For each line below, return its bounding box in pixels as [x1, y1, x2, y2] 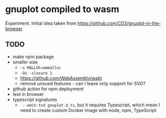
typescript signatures [12, 96, 57, 102]
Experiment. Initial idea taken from [5, 20, 77, 26]
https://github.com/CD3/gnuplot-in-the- [77, 20, 161, 26]
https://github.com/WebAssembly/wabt [20, 75, 102, 81]
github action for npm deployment [12, 86, 84, 92]
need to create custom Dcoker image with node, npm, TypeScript [20, 107, 157, 113]
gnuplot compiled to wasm [5, 4, 119, 15]
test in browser [12, 91, 44, 97]
